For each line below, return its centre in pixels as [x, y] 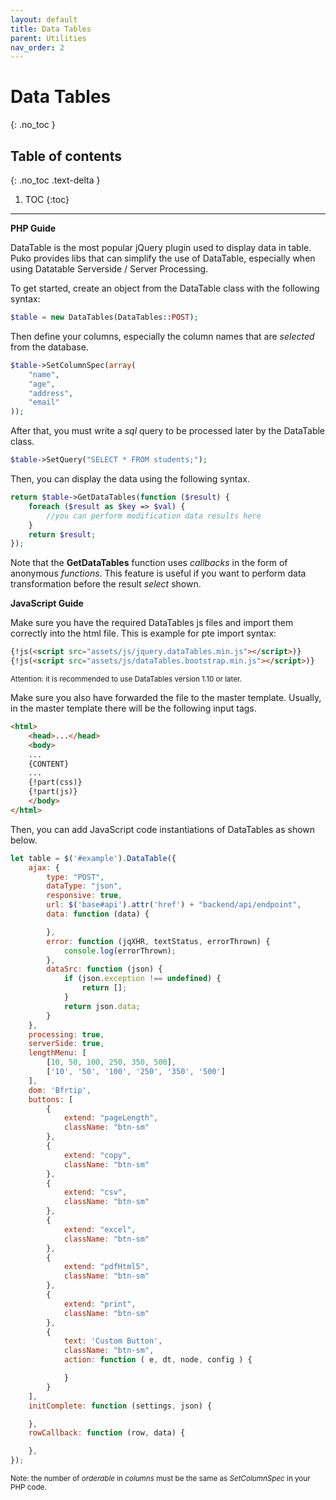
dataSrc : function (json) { [104, 969]
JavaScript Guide [47, 603]
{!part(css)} [55, 782]
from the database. [49, 347]
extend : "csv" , [95, 1192]
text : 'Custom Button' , [113, 1341]
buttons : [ [51, 1099]
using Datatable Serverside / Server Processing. [109, 269]
